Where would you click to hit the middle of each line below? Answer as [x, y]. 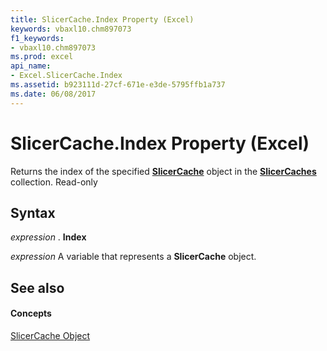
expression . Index [48, 237]
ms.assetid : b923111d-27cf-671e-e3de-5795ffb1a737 [118, 85]
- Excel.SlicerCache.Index [66, 76]
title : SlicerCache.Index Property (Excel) [102, 19]
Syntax [33, 212]
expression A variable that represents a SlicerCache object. [133, 257]
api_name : [31, 66]
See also [37, 287]
